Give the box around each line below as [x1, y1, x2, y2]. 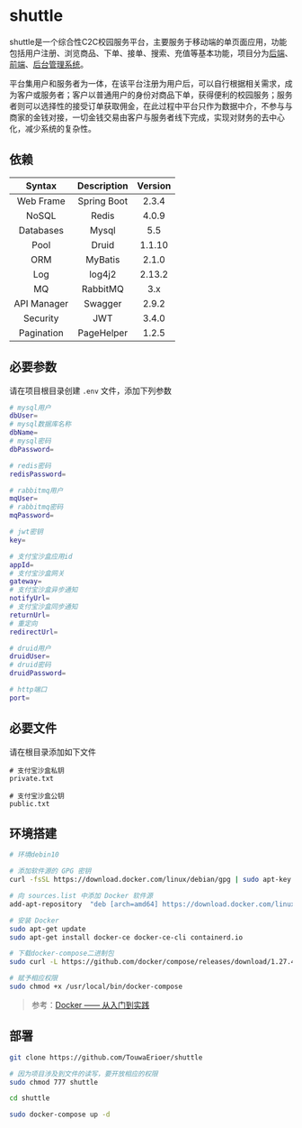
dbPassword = [9, 445, 54, 454]
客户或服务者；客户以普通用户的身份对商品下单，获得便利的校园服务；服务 [16, 89, 293, 100]
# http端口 [9, 685, 48, 694]
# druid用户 [9, 644, 51, 653]
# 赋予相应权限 [9, 974, 58, 983]
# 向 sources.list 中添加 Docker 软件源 [9, 892, 154, 901]
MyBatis [84, 253, 120, 266]
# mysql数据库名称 [9, 420, 72, 429]
